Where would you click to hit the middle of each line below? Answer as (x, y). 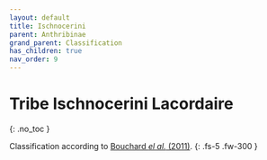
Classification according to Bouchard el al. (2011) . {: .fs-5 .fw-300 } (133, 146)
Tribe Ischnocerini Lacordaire (121, 104)
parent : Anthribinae (48, 34)
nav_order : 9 (34, 59)
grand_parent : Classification (66, 43)
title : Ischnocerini (48, 26)
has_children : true (46, 51)
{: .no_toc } (30, 129)
